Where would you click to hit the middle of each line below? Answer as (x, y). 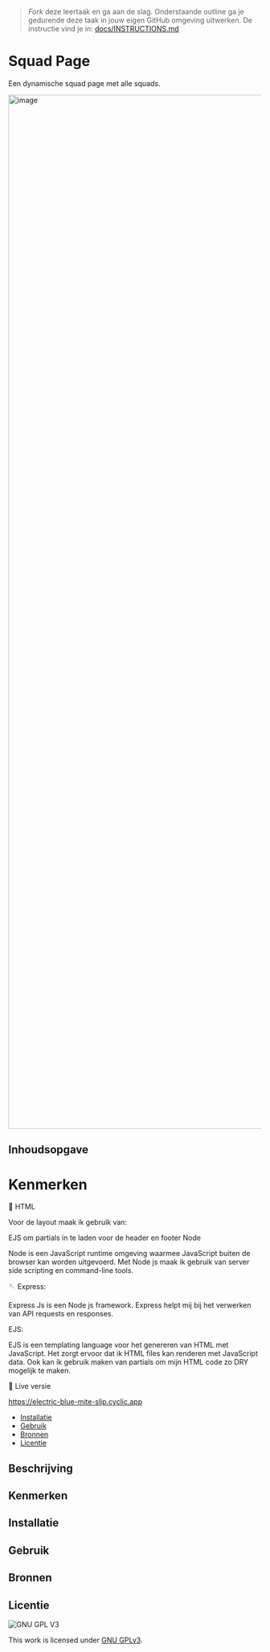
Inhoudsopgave (48, 1150)
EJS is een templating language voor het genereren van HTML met (119, 1345)
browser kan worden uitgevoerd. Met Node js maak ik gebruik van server (129, 1262)
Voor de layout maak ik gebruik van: (67, 1222)
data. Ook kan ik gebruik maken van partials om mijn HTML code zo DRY (129, 1362)
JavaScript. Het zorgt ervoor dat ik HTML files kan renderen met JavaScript (133, 1353)
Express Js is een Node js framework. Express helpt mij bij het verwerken (130, 1305)
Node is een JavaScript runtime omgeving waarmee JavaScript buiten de (129, 1254)
